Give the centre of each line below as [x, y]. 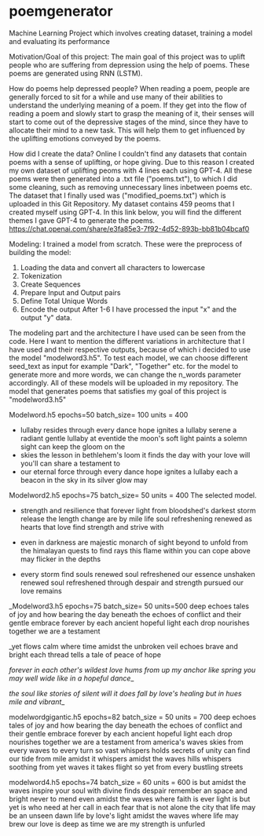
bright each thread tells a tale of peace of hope [85, 655]
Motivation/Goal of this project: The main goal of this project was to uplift [127, 57]
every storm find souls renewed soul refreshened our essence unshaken [138, 574]
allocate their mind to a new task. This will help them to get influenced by [127, 130]
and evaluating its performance [60, 41]
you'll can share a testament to [70, 463]
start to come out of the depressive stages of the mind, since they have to [128, 122]
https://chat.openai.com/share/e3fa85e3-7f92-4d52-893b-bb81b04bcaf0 [129, 228]
